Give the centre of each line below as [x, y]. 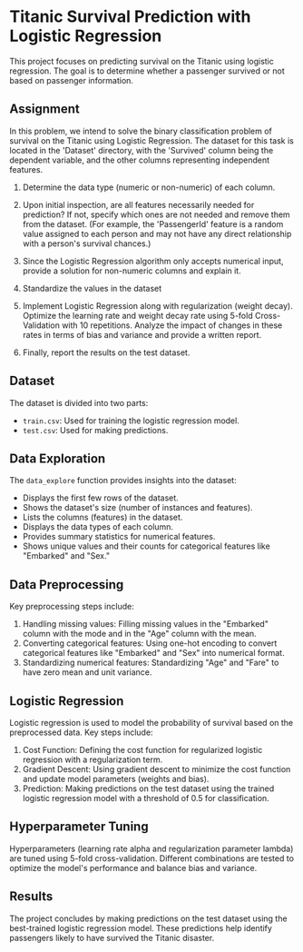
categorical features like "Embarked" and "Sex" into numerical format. [153, 653]
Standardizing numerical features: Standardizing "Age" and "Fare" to [151, 663]
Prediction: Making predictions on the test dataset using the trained [148, 788]
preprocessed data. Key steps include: [81, 732]
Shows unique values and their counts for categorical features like [146, 546]
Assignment [44, 109]
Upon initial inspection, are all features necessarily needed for [138, 204]
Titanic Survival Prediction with [130, 17]
